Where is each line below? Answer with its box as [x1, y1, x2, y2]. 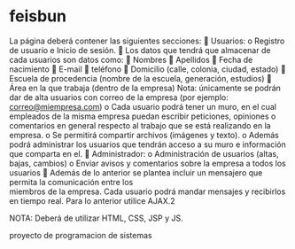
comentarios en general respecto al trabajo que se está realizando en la [9, 120, 272, 130]
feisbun [9, 6, 67, 27]
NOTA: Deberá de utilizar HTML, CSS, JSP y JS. [9, 213, 183, 223]
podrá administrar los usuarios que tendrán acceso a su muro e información [9, 139, 286, 150]
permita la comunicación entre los [9, 176, 134, 187]
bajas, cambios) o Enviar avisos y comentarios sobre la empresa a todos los [9, 158, 286, 168]
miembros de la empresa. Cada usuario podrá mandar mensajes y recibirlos [9, 186, 286, 197]
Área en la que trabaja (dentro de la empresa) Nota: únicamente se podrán [9, 82, 282, 93]
